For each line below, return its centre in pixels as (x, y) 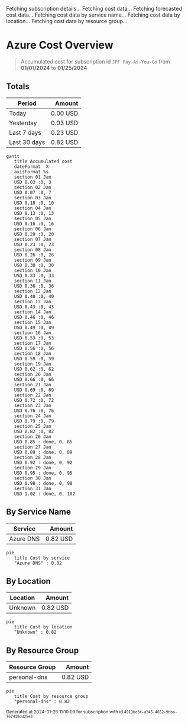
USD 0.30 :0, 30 (34, 265)
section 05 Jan (33, 218)
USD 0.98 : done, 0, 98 (43, 483)
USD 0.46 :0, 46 (34, 317)
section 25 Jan (33, 426)
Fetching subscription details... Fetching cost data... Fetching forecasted (94, 9)
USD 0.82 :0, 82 (34, 431)
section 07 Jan (33, 239)
